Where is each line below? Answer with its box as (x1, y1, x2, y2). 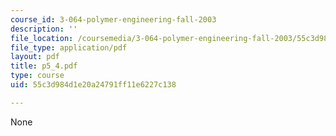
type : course (10, 71, 65, 81)
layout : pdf (10, 52, 60, 62)
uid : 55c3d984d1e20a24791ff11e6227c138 (10, 80, 177, 90)
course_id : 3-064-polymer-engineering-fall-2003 (10, 14, 217, 25)
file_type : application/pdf (10, 42, 128, 53)
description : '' (10, 24, 78, 34)
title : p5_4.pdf (10, 61, 78, 71)
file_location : (10, 33, 74, 43)
